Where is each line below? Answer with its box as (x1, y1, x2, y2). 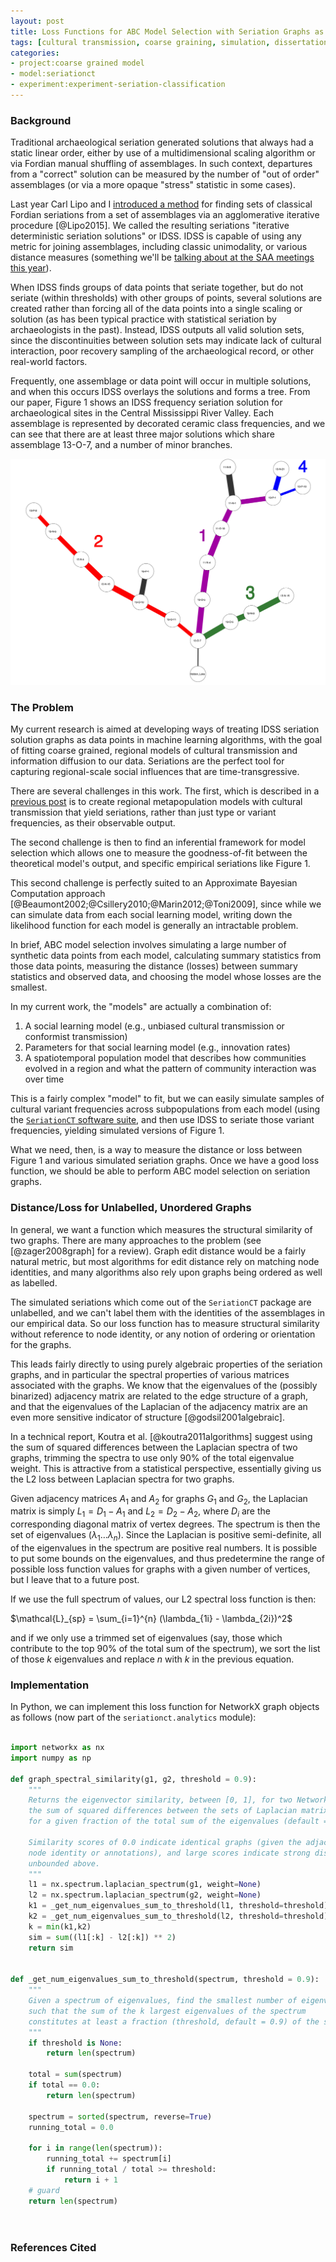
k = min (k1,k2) (28, 1921, 92, 1932)
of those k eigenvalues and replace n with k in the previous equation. (10, 1653, 295, 1665)
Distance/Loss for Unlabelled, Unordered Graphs (10, 1201, 252, 1215)
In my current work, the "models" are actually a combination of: (10, 1001, 272, 1013)
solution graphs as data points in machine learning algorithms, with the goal (10, 734, 323, 746)
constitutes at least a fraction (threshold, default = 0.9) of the (28, 2016, 320, 2027)
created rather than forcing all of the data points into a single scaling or (10, 303, 303, 315)
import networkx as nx (10, 1743, 105, 1753)
